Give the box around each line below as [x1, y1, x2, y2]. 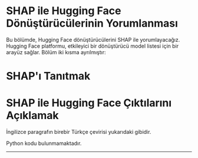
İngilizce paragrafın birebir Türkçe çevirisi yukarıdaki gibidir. [6, 129, 151, 136]
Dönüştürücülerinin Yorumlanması [6, 17, 179, 30]
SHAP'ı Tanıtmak [6, 70, 91, 83]
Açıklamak [6, 109, 59, 122]
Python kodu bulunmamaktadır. [6, 140, 82, 147]
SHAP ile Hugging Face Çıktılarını [6, 96, 172, 110]
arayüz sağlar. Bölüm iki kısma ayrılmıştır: [6, 48, 106, 55]
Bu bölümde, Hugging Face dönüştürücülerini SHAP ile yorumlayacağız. [6, 36, 180, 43]
